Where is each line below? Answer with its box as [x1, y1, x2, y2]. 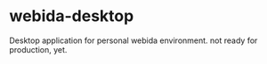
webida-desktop [9, 6, 134, 26]
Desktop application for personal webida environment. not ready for [9, 35, 258, 46]
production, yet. [9, 44, 68, 54]
